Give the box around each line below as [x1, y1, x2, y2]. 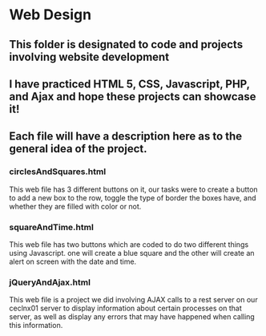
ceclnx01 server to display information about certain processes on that [9, 303, 243, 314]
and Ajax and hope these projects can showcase [9, 90, 256, 103]
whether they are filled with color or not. [9, 201, 142, 211]
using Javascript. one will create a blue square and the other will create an [9, 248, 255, 257]
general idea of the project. [9, 142, 147, 156]
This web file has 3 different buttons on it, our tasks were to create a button [9, 184, 259, 194]
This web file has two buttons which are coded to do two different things [9, 239, 249, 249]
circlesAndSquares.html [9, 166, 107, 177]
